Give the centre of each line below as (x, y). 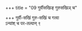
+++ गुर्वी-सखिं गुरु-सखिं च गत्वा (32, 18)
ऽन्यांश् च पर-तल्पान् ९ (23, 23)
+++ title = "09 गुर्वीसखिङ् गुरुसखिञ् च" (41, 8)
